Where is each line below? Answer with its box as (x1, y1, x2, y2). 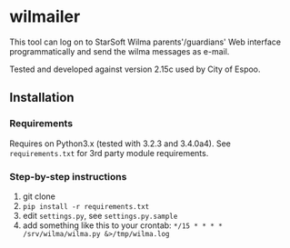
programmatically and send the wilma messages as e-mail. (9, 45, 230, 56)
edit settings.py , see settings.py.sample (22, 210, 178, 221)
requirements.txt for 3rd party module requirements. (9, 147, 209, 158)
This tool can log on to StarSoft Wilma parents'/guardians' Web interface (9, 36, 282, 47)
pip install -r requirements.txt (22, 202, 150, 211)
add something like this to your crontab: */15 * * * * (22, 220, 223, 231)
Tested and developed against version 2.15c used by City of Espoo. (9, 64, 261, 74)
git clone (22, 191, 56, 202)
